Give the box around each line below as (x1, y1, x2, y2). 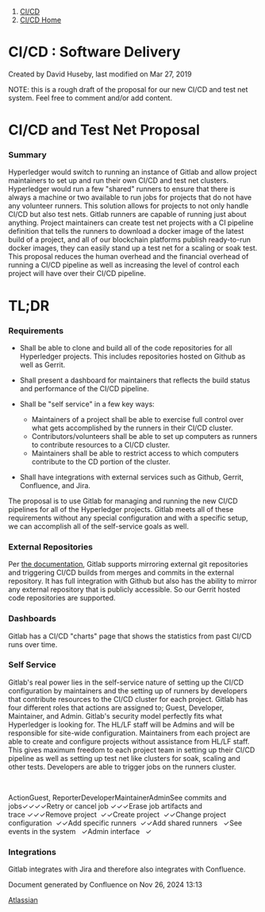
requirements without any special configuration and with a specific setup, (8, 513, 248, 522)
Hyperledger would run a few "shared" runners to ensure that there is (8, 184, 236, 194)
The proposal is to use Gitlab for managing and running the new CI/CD (8, 496, 238, 506)
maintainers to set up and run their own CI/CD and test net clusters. (8, 176, 229, 185)
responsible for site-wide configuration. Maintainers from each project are (8, 728, 251, 738)
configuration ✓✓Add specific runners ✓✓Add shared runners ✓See (8, 818, 243, 828)
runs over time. (8, 639, 58, 649)
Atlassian (8, 895, 38, 905)
